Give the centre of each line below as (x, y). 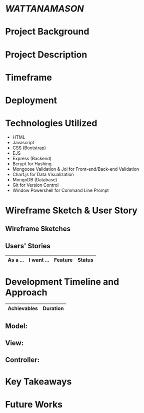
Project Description (46, 54)
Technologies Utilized (51, 123)
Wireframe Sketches (38, 229)
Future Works (34, 404)
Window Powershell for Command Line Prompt (60, 190)
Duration (53, 308)
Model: (16, 326)
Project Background (47, 32)
